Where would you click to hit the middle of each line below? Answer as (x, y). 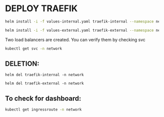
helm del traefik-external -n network (44, 83)
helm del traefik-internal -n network (44, 75)
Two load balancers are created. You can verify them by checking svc (75, 39)
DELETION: (22, 64)
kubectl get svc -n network (34, 49)
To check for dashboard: (43, 98)
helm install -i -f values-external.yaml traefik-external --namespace (79, 30)
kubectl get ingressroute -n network (43, 110)
